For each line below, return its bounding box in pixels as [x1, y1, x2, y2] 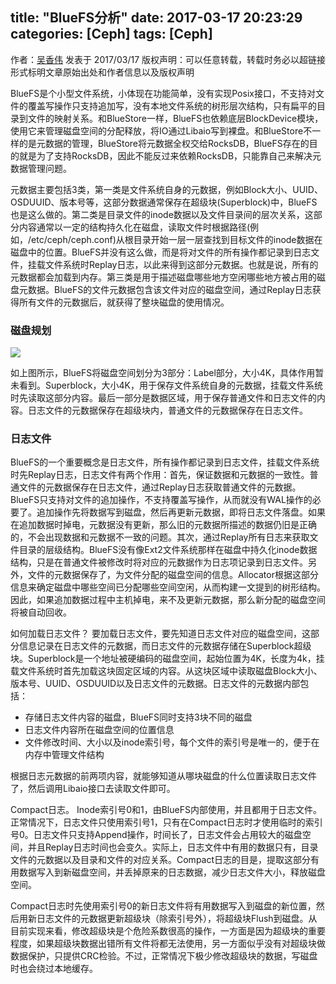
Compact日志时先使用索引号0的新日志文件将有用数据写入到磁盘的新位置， [10, 900, 317, 912]
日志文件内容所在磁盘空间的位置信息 [24, 724, 175, 736]
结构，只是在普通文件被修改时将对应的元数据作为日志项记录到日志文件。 [10, 556, 308, 568]
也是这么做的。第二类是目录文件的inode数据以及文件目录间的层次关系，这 [10, 208, 314, 220]
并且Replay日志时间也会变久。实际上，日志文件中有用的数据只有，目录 [27, 841, 319, 853]
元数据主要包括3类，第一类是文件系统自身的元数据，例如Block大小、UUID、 [10, 183, 323, 195]
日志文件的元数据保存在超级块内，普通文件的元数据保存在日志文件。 [27, 404, 308, 417]
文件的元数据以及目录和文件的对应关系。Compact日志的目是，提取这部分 [10, 854, 312, 866]
